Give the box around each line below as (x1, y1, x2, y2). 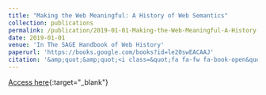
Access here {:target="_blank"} (8, 77, 108, 87)
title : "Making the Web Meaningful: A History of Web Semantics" (8, 11, 228, 20)
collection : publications (8, 19, 93, 27)
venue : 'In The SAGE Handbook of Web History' (8, 41, 165, 49)
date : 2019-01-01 (8, 33, 66, 42)
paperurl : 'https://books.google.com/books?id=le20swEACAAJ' (8, 48, 215, 56)
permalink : (8, 26, 44, 34)
